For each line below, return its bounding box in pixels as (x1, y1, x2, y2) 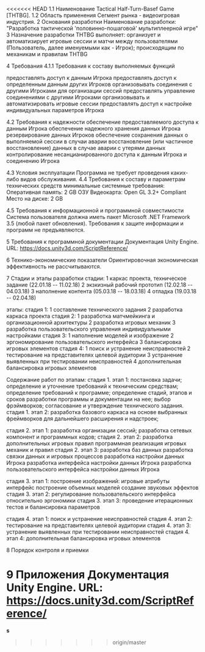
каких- (170, 169, 189, 176)
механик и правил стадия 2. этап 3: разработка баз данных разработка (6, 446, 193, 453)
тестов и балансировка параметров (6, 503, 101, 510)
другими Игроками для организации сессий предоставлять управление (6, 87, 195, 94)
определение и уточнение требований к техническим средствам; (6, 382, 179, 390)
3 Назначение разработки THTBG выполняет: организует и (6, 31, 161, 38)
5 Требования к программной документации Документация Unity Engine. (6, 238, 199, 245)
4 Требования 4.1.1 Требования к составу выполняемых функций (6, 62, 175, 70)
